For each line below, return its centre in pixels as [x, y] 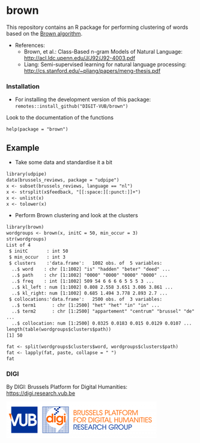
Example [23, 148]
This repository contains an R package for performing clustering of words [97, 27]
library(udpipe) [26, 174]
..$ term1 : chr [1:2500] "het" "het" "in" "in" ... [86, 305]
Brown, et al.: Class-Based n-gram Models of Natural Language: [103, 51]
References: [30, 45]
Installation [23, 86]
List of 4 [19, 245]
